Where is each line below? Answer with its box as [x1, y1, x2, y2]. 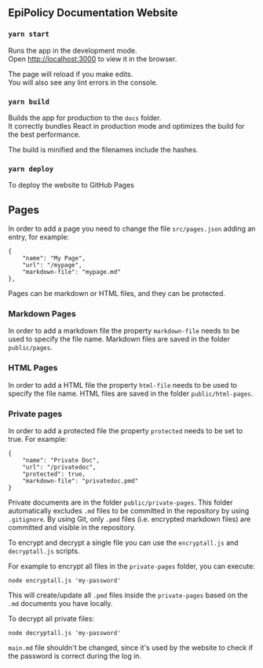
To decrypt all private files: [8, 614, 95, 623]
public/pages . [8, 343, 53, 352]
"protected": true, [22, 470, 86, 478]
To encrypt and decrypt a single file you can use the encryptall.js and [8, 538, 239, 547]
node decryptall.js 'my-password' [8, 629, 122, 637]
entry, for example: [8, 232, 69, 242]
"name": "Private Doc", [22, 456, 100, 464]
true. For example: [8, 434, 68, 444]
